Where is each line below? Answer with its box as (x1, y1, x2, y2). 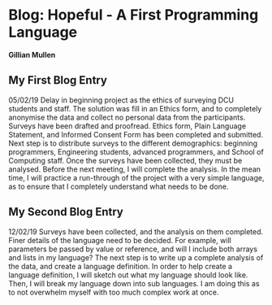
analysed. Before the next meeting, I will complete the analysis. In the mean (8, 164, 261, 174)
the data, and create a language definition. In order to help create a (8, 261, 233, 271)
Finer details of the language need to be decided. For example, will (8, 235, 231, 245)
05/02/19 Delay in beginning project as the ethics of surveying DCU (8, 95, 234, 105)
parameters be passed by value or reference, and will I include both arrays (8, 244, 258, 254)
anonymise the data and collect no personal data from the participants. (8, 112, 246, 122)
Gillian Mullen (8, 50, 56, 59)
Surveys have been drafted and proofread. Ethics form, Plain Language (8, 120, 246, 131)
